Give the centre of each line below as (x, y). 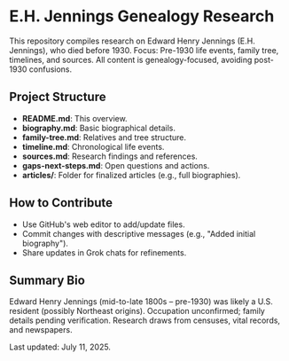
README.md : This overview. (74, 118)
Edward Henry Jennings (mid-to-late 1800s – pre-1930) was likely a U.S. (141, 302)
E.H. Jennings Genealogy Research (142, 16)
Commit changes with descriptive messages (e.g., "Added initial (139, 233)
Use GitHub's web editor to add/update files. (103, 224)
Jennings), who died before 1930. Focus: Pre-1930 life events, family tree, (144, 50)
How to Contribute (61, 203)
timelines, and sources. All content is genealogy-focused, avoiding (131, 59)
